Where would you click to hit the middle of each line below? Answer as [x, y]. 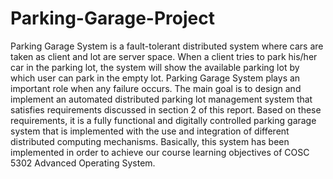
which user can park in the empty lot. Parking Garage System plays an [155, 78]
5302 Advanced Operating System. [83, 163]
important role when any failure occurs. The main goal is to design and [156, 88]
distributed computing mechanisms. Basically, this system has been [150, 141]
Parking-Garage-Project [112, 18]
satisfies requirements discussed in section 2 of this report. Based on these [166, 109]
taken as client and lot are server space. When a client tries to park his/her [164, 56]
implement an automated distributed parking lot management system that [161, 99]
